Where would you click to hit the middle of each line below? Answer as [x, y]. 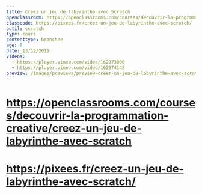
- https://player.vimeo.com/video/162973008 [68, 62]
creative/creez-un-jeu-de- [74, 128]
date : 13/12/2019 [28, 51]
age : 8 [14, 46]
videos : [16, 56]
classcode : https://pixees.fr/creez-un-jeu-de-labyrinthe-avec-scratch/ [99, 23]
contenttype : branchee [35, 40]
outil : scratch [25, 29]
